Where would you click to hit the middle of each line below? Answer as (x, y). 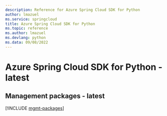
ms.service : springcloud (31, 19)
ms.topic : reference (27, 28)
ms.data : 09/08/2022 (27, 42)
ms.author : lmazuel (26, 33)
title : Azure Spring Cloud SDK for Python (50, 24)
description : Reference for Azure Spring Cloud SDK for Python (73, 10)
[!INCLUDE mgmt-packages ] (35, 108)
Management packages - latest (55, 96)
